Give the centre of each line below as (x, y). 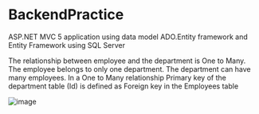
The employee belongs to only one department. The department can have (129, 69)
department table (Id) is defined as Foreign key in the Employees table (124, 86)
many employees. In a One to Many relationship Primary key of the (118, 77)
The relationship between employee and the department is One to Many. (127, 61)
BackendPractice (66, 15)
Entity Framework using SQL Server (67, 45)
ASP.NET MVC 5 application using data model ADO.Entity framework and (128, 37)
